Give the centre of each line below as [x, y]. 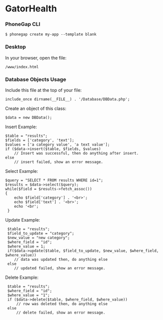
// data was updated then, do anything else [61, 260]
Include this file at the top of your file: [43, 90]
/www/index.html [22, 67]
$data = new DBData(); [29, 118]
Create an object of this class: [36, 109]
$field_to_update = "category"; [41, 234]
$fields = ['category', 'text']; [40, 140]
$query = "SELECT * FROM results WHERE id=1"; [54, 180]
